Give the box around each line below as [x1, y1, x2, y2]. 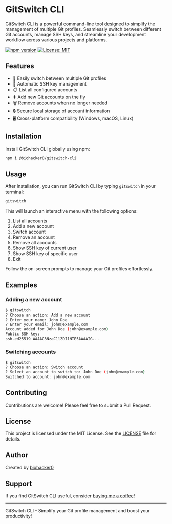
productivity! [5, 513, 32, 519]
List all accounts [12, 218, 48, 224]
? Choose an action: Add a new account [5, 312, 91, 318]
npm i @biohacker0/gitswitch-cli [5, 155, 77, 161]
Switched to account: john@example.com [5, 374, 91, 380]
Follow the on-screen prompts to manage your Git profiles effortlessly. [5, 266, 154, 272]
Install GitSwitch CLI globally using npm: [5, 145, 90, 152]
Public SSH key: [5, 331, 40, 337]
